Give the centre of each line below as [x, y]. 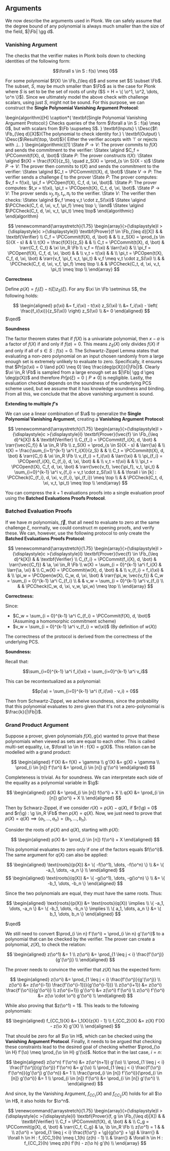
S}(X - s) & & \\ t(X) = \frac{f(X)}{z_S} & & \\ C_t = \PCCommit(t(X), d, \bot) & [85, 242]
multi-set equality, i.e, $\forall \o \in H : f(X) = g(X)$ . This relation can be [81, 747]
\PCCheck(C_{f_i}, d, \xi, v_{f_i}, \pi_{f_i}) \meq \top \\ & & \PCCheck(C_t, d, [85, 477]
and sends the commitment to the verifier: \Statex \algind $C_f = [72, 150]
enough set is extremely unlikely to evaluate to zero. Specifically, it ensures [84, 361]
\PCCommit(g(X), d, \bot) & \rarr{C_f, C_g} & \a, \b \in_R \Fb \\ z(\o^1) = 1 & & [85, 1127]
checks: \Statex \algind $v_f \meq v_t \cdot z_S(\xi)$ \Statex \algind [76, 200]
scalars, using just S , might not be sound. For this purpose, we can [75, 102]
